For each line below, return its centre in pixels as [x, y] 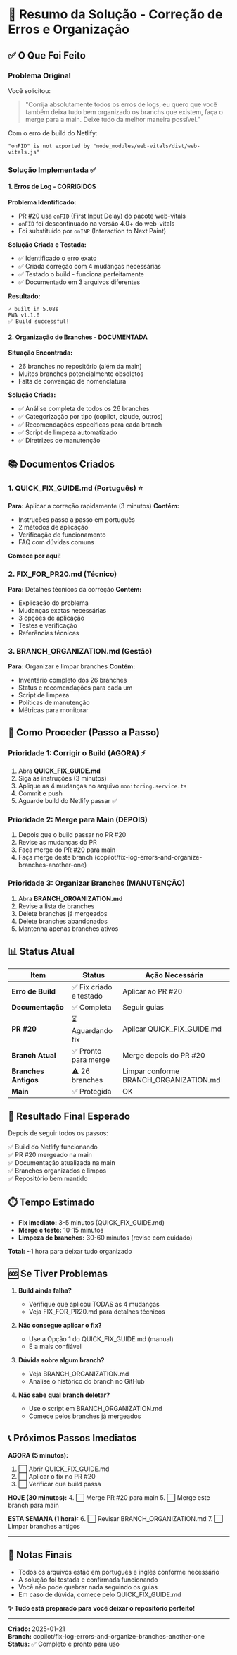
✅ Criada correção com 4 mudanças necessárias [89, 266]
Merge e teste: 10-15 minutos [61, 1230]
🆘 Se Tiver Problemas [58, 1273]
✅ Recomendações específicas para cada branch [90, 425]
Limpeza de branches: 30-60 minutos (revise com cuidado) [105, 1238]
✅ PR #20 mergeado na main [50, 1155]
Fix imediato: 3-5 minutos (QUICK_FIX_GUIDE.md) [91, 1223]
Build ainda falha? [45, 1290]
